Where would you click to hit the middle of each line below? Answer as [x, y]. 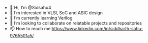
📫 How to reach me [30, 29]
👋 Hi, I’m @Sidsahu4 [30, 8]
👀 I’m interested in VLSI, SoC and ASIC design [56, 13]
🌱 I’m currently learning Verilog [41, 18]
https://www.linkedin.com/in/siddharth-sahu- [97, 29]
